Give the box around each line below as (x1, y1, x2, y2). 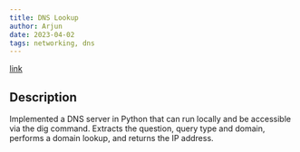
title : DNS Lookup (9, 13, 79, 23)
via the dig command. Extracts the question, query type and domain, (9, 123, 266, 134)
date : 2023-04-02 (9, 30, 75, 39)
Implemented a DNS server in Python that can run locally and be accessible (9, 114, 292, 125)
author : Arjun (9, 22, 63, 31)
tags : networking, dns (9, 38, 95, 48)
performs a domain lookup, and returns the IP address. (9, 133, 215, 144)
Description (9, 90, 77, 105)
